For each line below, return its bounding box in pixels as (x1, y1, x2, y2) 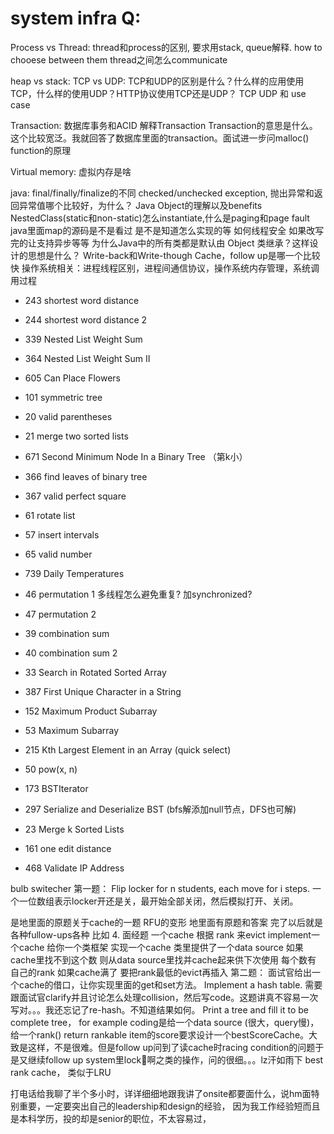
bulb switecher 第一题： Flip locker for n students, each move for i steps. (10, 882, 311, 894)
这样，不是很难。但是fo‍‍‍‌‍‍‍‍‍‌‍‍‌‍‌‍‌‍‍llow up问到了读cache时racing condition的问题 (27, 1041, 316, 1053)
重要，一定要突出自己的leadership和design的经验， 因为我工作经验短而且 (18, 1100, 321, 1112)
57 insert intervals (24, 528, 100, 541)
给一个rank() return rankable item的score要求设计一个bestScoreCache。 (10, 1028, 310, 1041)
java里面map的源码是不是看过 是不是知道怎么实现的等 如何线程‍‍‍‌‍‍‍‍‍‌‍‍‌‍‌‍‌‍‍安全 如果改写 (10, 224, 325, 236)
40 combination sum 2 (24, 647, 118, 659)
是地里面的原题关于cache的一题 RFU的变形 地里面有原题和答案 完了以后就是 (10, 916, 323, 928)
